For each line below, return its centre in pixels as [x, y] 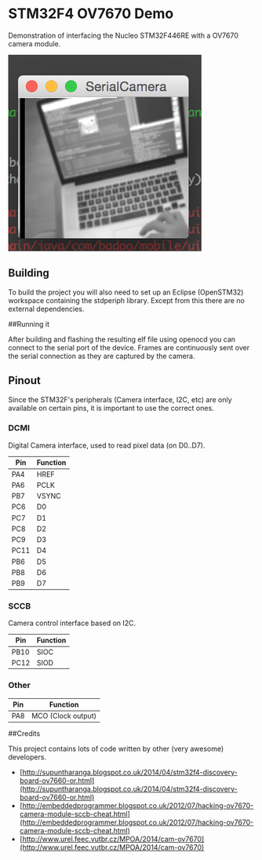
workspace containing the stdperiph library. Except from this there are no [126, 300]
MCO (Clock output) [64, 716]
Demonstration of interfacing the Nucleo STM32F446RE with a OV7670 [124, 35]
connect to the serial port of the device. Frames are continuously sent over [129, 347]
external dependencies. [46, 309]
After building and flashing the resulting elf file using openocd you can [122, 339]
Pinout [25, 381]
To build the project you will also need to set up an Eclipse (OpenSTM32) [126, 292]
